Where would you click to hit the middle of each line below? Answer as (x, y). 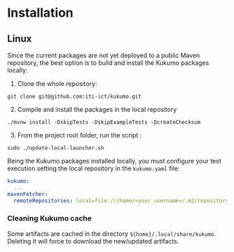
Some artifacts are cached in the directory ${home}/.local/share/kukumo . (111, 234)
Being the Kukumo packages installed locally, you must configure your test (114, 161)
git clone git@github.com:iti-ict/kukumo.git (74, 96)
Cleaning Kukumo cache (49, 218)
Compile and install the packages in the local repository (97, 109)
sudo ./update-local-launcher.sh (56, 148)
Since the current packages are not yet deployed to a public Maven (104, 55)
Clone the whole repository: (57, 84)
